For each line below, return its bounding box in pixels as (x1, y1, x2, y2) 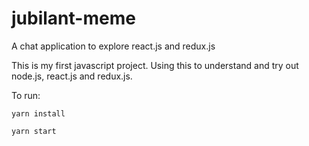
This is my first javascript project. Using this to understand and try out (11, 59, 299, 71)
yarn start (11, 126, 57, 136)
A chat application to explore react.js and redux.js (11, 40, 216, 52)
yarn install (11, 108, 66, 119)
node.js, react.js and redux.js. (11, 70, 133, 82)
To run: (11, 89, 41, 101)
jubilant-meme (11, 7, 136, 30)
